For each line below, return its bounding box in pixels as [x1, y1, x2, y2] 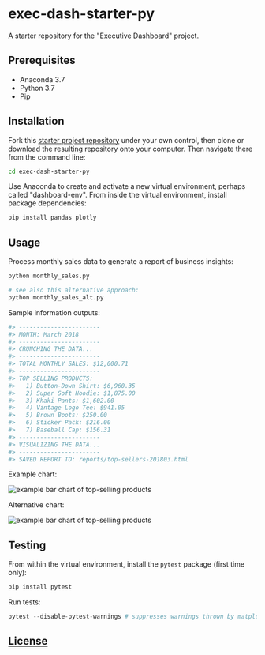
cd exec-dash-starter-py [8, 168, 90, 175]
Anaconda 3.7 [19, 74, 65, 84]
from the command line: [8, 152, 86, 162]
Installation [8, 115, 65, 128]
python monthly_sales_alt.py [8, 293, 104, 301]
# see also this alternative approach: [8, 286, 140, 294]
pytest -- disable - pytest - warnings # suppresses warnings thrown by [8, 613, 235, 621]
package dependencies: [8, 198, 87, 208]
